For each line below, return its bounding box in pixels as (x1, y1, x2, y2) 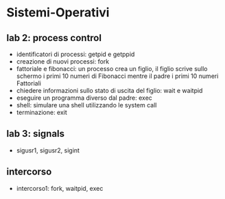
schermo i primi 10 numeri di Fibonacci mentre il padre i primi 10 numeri (16, 72, 219, 80)
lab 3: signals (6, 128, 65, 140)
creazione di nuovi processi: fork (16, 57, 110, 66)
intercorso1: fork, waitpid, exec (16, 184, 104, 192)
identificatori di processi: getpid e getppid (16, 50, 135, 58)
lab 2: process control (6, 32, 102, 44)
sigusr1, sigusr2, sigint (16, 146, 80, 155)
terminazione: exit (16, 108, 68, 116)
